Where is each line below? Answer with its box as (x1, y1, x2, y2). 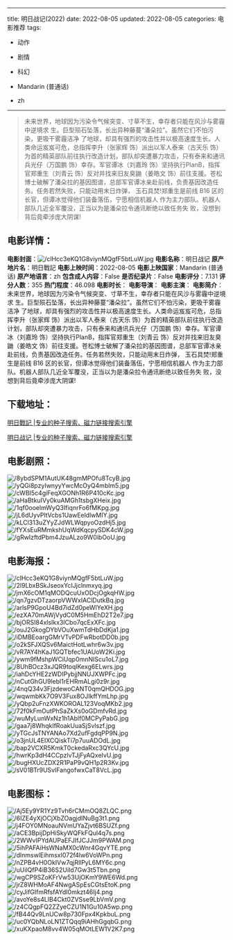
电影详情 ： (7, 235, 53, 247)
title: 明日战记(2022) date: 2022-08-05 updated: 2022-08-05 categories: (7, 15, 216, 23)
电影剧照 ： (7, 456, 53, 468)
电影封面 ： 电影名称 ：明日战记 (7, 254, 210, 263)
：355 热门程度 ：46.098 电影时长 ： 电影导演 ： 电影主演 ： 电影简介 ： (25, 281, 224, 289)
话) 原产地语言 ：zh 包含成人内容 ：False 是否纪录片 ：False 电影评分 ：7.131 (7, 272, 218, 280)
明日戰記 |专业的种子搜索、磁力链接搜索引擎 (7, 418, 133, 427)
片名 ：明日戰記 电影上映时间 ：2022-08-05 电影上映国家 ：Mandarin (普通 (12, 263, 223, 272)
